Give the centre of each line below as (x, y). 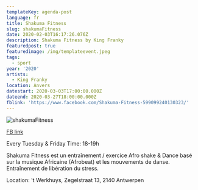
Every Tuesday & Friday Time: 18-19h (53, 143)
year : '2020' (23, 69)
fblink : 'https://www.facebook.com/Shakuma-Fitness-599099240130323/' (98, 102)
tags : (13, 57)
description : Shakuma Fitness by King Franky (65, 40)
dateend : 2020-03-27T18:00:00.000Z (51, 97)
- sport (22, 63)
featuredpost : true (31, 46)
